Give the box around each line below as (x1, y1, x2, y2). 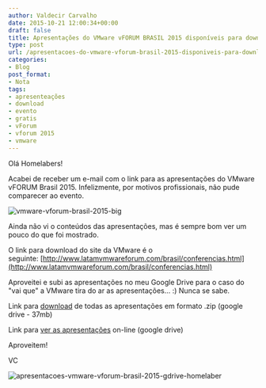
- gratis (8, 115, 37, 123)
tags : (8, 85, 26, 93)
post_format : (8, 70, 51, 78)
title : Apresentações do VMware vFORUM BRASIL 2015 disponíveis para (8, 33, 243, 42)
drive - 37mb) (8, 310, 53, 319)
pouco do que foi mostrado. (8, 230, 99, 239)
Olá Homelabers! (8, 158, 63, 168)
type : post (8, 41, 44, 49)
